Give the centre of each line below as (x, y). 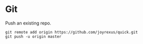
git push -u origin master (33, 36)
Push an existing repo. (28, 23)
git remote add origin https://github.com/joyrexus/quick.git (71, 32)
